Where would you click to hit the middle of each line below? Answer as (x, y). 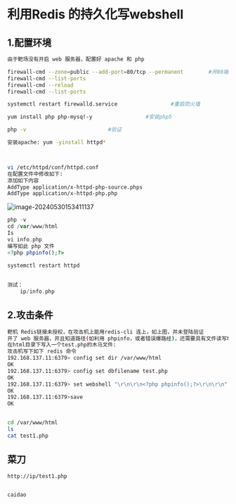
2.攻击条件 (31, 315)
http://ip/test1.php (38, 476)
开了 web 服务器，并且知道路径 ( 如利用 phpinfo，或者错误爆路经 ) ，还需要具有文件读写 (117, 339)
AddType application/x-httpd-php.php (63, 194)
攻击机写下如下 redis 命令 (42, 352)
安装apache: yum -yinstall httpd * (57, 142)
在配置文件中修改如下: (35, 174)
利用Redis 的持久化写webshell (96, 14)
